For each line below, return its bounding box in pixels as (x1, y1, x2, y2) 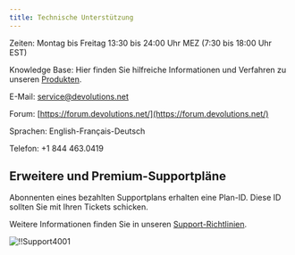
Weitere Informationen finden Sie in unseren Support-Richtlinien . (9, 219, 248, 230)
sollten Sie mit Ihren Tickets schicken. (9, 202, 149, 212)
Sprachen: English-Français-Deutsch (9, 126, 146, 136)
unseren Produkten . (9, 73, 82, 85)
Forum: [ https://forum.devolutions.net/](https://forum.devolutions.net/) (9, 108, 269, 119)
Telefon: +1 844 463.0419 (9, 143, 105, 153)
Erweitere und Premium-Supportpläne (9, 169, 226, 184)
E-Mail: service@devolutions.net (9, 91, 130, 102)
